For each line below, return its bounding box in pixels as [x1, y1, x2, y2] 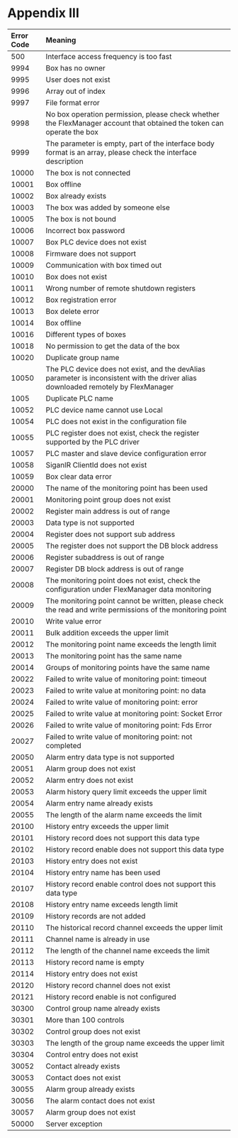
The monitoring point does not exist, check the [45, 575, 200, 585]
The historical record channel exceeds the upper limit [45, 922, 223, 932]
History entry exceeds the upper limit [45, 821, 169, 831]
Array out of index [45, 86, 106, 96]
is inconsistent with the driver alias [81, 373, 197, 383]
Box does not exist [45, 271, 108, 281]
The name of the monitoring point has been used [45, 483, 208, 493]
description [45, 156, 84, 166]
